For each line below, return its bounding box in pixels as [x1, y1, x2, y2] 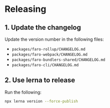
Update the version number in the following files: [4, 36, 104, 42]
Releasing [4, 3, 47, 15]
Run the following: [4, 89, 42, 95]
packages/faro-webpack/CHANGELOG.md [11, 52, 88, 57]
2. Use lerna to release [4, 76, 75, 85]
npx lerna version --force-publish [4, 99, 78, 104]
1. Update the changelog [4, 23, 81, 32]
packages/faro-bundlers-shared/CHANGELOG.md [11, 57, 106, 62]
